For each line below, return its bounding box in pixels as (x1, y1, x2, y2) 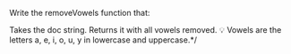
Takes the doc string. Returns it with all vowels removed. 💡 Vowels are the (9, 25, 282, 35)
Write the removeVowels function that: (9, 8, 150, 18)
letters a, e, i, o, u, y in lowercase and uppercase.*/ (9, 35, 198, 45)
